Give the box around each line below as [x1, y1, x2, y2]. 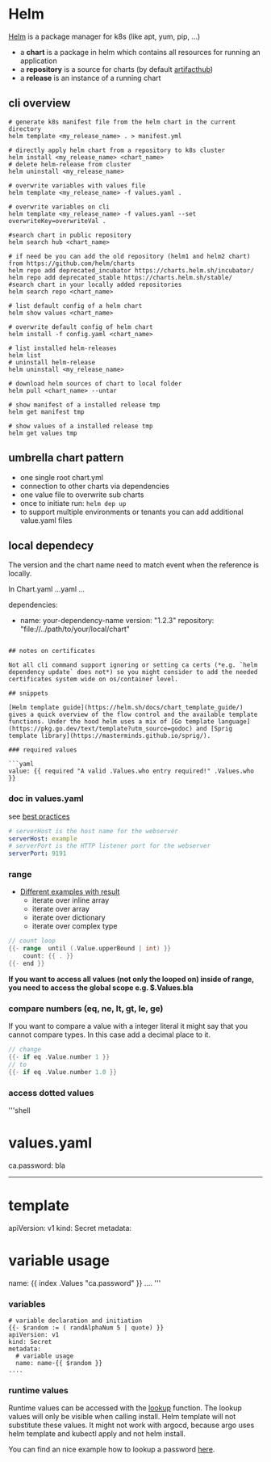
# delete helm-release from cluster [8, 160, 131, 168]
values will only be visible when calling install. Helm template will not [8, 1412, 236, 1422]
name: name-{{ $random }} [15, 1359, 103, 1367]
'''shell [8, 1106, 31, 1115]
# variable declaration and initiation [8, 1317, 143, 1325]
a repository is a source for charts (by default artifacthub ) [19, 64, 214, 74]
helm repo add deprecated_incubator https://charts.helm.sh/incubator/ [8, 266, 254, 275]
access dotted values [8, 1087, 94, 1098]
